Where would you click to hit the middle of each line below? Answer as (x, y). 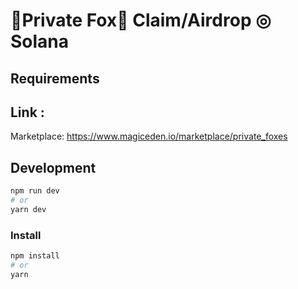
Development (53, 167)
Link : (27, 112)
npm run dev (35, 191)
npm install (35, 256)
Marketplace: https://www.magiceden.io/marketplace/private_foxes (149, 136)
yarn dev (28, 209)
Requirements (55, 78)
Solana (40, 41)
